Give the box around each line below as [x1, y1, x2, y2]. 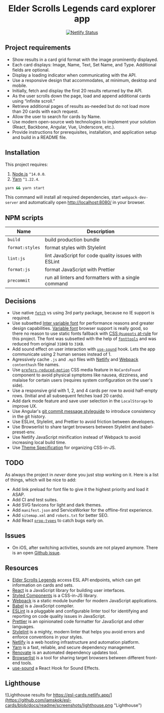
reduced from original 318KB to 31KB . [12, 341, 84, 347]
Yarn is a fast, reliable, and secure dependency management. [12, 644, 136, 650]
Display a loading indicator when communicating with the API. [12, 72, 137, 78]
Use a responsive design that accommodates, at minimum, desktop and [12, 77, 157, 83]
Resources [5, 564, 39, 572]
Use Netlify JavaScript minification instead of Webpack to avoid [12, 434, 141, 440]
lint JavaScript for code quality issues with [44, 252, 143, 259]
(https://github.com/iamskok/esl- [5, 697, 72, 703]
